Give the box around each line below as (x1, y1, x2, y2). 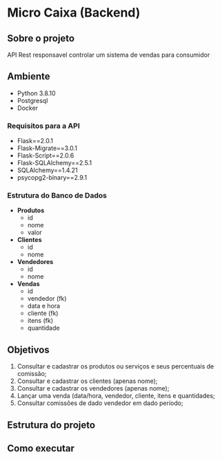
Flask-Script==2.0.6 (17, 151, 74, 160)
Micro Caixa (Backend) (7, 5, 141, 21)
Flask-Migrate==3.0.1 (17, 144, 78, 153)
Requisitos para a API (7, 121, 81, 131)
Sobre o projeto (7, 32, 74, 44)
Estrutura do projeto (7, 419, 95, 431)
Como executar (7, 442, 74, 454)
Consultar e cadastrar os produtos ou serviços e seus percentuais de (17, 362, 214, 371)
